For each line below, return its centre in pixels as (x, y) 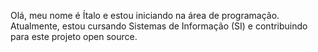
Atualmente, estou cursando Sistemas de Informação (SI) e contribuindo (159, 26)
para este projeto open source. (74, 36)
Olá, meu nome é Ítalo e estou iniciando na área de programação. (145, 15)
